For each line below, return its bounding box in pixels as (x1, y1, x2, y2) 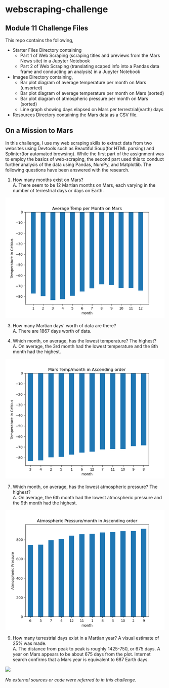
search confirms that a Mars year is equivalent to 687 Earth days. (12, 656, 149, 663)
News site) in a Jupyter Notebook (20, 58, 90, 64)
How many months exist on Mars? (12, 177, 83, 183)
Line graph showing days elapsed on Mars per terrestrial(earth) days (20, 107, 163, 112)
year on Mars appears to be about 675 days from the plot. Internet (12, 651, 151, 657)
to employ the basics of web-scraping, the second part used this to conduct (5, 156, 164, 162)
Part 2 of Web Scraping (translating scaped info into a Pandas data (20, 63, 159, 69)
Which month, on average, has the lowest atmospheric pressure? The (12, 484, 158, 490)
